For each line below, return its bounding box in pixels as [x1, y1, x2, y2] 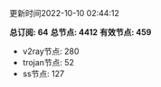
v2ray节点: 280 [22, 46, 80, 57]
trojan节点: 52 [22, 57, 75, 67]
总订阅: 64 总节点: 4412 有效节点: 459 [9, 27, 152, 38]
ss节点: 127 [22, 68, 65, 79]
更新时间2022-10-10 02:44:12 [9, 8, 120, 18]
